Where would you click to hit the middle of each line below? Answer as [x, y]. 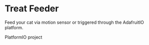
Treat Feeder [32, 9]
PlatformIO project [23, 37]
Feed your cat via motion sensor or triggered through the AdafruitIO [74, 22]
